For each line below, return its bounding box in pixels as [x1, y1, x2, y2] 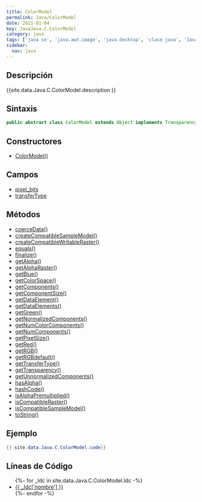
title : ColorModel [6, 8, 52, 15]
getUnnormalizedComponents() [14, 373, 94, 380]
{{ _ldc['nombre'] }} [14, 483, 64, 491]
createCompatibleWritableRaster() [14, 238, 100, 246]
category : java [6, 31, 44, 37]
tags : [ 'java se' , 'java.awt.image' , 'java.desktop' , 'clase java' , [6, 37, 182, 43]
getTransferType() [14, 359, 60, 367]
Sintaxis [6, 104, 38, 114]
